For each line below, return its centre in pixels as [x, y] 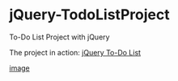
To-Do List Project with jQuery [59, 37]
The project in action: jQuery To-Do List [75, 52]
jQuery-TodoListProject [89, 15]
